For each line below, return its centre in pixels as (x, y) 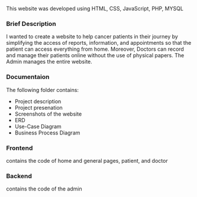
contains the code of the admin (44, 189)
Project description (38, 101)
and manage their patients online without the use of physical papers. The (95, 55)
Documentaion (28, 77)
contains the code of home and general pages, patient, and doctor (87, 160)
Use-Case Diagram (38, 126)
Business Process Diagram (47, 133)
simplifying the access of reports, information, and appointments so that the (99, 43)
